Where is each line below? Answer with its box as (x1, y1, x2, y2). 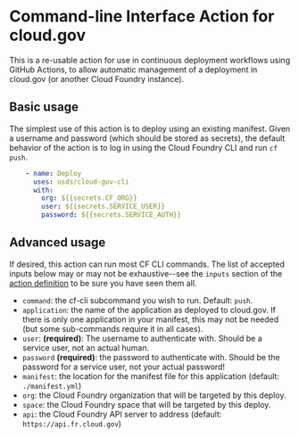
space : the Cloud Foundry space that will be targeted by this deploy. (21, 399, 271, 409)
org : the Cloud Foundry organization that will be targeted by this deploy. (21, 390, 287, 401)
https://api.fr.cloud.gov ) (21, 417, 122, 429)
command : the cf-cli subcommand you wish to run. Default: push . (21, 294, 253, 305)
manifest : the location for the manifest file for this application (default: (21, 370, 279, 381)
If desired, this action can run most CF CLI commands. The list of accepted (9, 259, 286, 269)
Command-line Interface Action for (9, 6, 275, 27)
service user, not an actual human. (21, 342, 150, 353)
